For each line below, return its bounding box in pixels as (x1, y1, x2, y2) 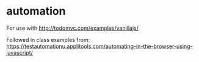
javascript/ (6, 49, 34, 56)
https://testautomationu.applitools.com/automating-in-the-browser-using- (6, 43, 193, 50)
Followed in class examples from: (6, 36, 90, 43)
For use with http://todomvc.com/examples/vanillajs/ (6, 24, 139, 32)
